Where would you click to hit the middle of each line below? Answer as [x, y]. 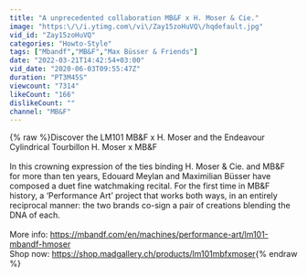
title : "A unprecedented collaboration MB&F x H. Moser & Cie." [134, 18]
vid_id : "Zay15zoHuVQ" [53, 35]
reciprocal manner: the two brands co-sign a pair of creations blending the [150, 206]
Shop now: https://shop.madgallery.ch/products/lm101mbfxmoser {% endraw [153, 254]
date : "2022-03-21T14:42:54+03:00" [77, 60]
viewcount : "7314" [44, 86]
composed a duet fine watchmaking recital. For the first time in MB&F [140, 186]
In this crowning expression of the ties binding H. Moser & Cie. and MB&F [148, 166]
